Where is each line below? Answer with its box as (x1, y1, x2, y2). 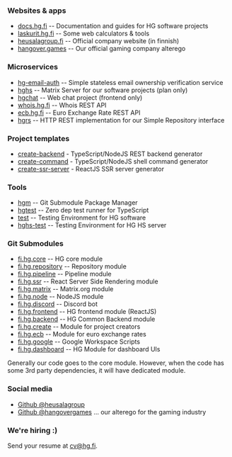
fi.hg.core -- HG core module (17, 254, 103, 264)
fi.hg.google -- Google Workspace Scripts (17, 337, 140, 346)
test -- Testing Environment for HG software (17, 213, 146, 222)
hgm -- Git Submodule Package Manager (17, 198, 138, 207)
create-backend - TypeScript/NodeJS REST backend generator (17, 149, 203, 158)
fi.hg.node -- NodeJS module (17, 293, 104, 301)
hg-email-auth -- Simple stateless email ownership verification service (17, 78, 224, 86)
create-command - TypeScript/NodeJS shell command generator (17, 157, 209, 165)
